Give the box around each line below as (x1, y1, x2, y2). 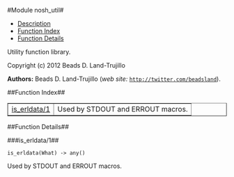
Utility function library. (7, 48, 71, 56)
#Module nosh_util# (7, 6, 64, 14)
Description (17, 20, 51, 27)
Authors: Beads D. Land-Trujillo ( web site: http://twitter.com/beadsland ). (7, 75, 221, 83)
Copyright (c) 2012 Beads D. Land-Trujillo (7, 61, 125, 69)
